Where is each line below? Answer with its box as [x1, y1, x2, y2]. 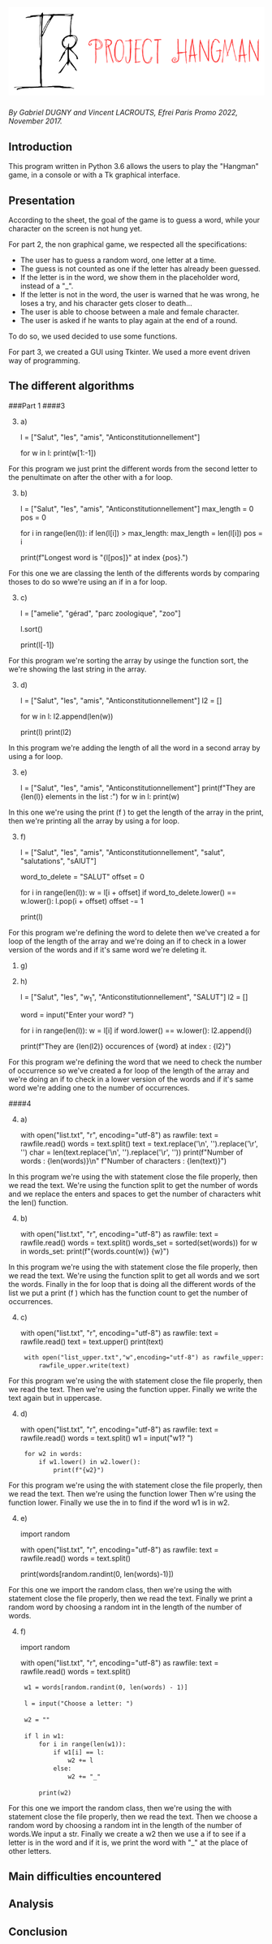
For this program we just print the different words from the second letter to [8, 464, 258, 473]
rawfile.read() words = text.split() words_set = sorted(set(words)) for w [19, 1238, 258, 1247]
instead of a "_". [19, 281, 74, 291]
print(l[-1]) [19, 640, 54, 650]
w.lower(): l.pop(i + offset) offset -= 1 [19, 896, 144, 905]
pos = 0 [19, 512, 47, 522]
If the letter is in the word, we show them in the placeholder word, [19, 273, 240, 283]
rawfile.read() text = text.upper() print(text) [19, 1337, 164, 1346]
